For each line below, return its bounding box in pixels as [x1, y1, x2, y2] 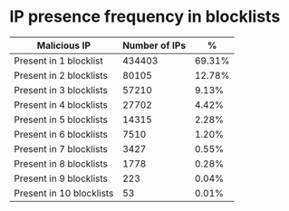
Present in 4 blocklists [14, 98, 109, 110]
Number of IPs [121, 39, 187, 52]
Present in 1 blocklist [14, 54, 103, 67]
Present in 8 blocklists [14, 157, 109, 169]
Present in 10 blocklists [14, 187, 114, 199]
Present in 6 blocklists [14, 128, 109, 140]
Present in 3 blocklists [14, 83, 109, 96]
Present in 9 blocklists [14, 172, 109, 185]
